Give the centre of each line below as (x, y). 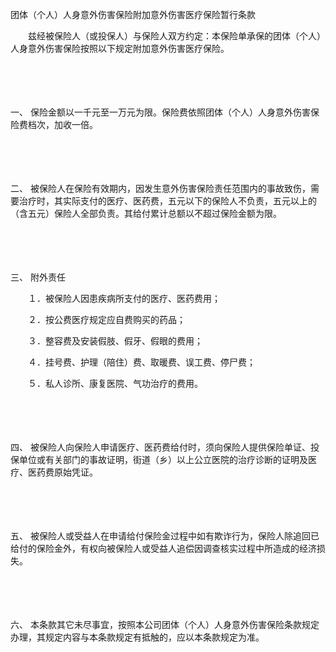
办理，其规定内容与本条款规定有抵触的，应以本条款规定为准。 (137, 637)
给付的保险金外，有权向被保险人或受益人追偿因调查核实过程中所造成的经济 (163, 548)
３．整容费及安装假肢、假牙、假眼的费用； (115, 341)
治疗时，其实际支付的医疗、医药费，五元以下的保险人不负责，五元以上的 (167, 201)
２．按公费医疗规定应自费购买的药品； (106, 319)
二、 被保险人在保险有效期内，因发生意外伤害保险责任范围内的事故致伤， (160, 188)
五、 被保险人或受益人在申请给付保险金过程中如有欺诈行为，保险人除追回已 (165, 536)
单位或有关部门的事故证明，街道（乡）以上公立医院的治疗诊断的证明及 (163, 459)
